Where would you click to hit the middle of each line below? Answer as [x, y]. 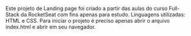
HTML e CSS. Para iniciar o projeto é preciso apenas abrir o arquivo [88, 21]
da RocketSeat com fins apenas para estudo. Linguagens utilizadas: [103, 15]
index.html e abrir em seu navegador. [51, 27]
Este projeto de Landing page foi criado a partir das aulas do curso [87, 8]
